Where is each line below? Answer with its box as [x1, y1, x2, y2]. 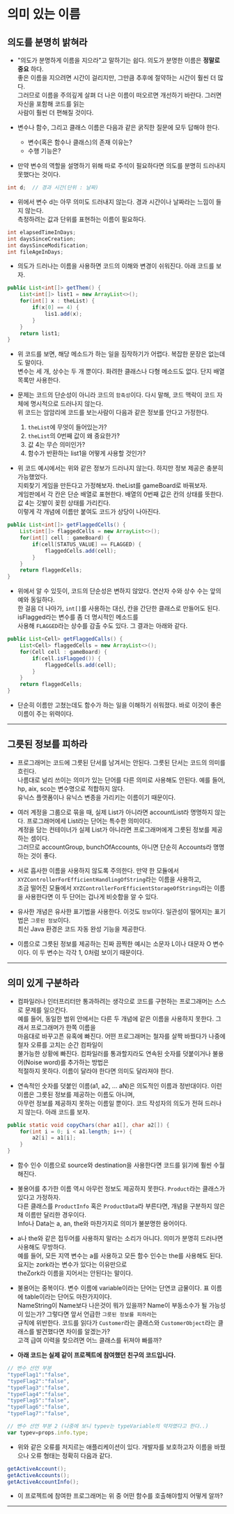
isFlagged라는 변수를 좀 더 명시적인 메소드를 [17, 613, 139, 621]
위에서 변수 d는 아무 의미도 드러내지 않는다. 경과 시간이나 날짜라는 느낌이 [17, 197, 214, 206]
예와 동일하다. [17, 595, 56, 604]
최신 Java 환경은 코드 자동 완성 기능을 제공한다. [17, 924, 146, 933]
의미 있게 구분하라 [7, 977, 79, 989]
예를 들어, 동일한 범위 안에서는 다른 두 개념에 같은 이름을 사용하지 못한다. [17, 1014, 214, 1023]
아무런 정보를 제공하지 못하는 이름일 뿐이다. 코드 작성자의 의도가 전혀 [17, 1099, 203, 1107]
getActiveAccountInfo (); [7, 1478, 79, 1485]
